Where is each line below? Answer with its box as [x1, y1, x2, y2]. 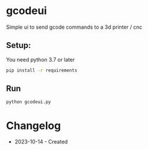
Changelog [6, 119, 61, 132]
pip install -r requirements [6, 67, 78, 73]
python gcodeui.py [6, 99, 51, 105]
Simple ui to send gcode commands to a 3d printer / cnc [6, 23, 143, 30]
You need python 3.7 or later [6, 56, 75, 63]
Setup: [6, 40, 31, 50]
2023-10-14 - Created [14, 138, 68, 145]
